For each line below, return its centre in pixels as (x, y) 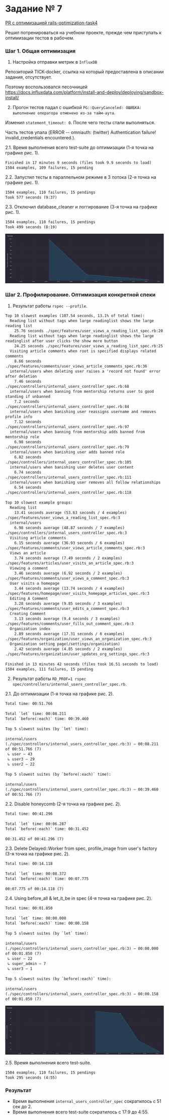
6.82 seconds (28, 457)
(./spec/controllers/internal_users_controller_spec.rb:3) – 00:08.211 (82, 744)
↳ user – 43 (20, 754)
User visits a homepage (34, 583)
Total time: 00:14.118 (29, 863)
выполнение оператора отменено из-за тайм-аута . (64, 113)
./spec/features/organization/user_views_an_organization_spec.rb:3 (78, 639)
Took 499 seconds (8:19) (31, 227)
